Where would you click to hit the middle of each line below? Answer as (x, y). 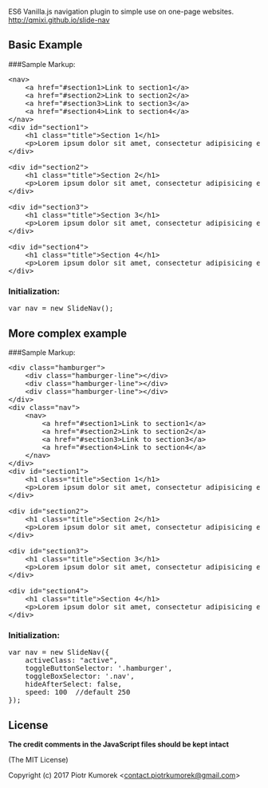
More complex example (68, 333)
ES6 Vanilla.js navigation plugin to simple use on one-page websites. (121, 12)
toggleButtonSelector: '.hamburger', (99, 668)
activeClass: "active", (71, 660)
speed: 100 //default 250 (78, 692)
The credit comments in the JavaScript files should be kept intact (119, 744)
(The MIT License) (39, 760)
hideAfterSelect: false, (73, 684)
